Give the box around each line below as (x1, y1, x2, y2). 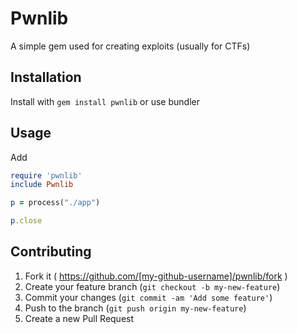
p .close (10, 216, 43, 226)
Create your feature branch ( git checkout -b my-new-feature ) (24, 280, 281, 292)
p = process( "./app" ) (10, 198, 101, 208)
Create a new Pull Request (24, 312, 135, 324)
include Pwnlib (10, 180, 74, 190)
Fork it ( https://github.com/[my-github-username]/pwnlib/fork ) (24, 270, 288, 282)
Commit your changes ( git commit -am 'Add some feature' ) (24, 291, 273, 303)
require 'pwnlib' (10, 170, 83, 181)
